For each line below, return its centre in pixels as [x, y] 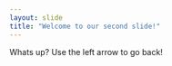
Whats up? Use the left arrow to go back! [86, 52]
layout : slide [36, 18]
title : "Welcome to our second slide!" [85, 26]
